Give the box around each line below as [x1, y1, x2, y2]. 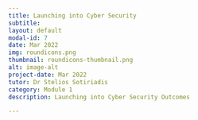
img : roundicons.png [8, 48, 77, 56]
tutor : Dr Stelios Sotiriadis [8, 78, 109, 86]
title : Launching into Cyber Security [8, 11, 137, 20]
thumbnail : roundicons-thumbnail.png [8, 56, 134, 64]
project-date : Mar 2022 [8, 71, 87, 79]
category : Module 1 [8, 85, 73, 94]
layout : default [8, 26, 62, 34]
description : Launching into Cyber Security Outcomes [8, 93, 191, 101]
